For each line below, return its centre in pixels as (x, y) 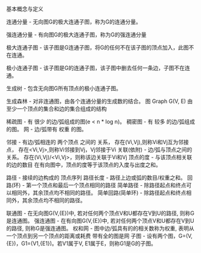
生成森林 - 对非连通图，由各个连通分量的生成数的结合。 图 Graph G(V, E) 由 (100, 101)
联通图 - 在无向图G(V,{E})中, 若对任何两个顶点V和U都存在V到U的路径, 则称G (101, 213)
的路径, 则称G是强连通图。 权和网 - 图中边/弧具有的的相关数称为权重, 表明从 (100, 228)
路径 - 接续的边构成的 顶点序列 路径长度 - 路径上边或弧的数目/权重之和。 (96, 178)
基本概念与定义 (25, 9)
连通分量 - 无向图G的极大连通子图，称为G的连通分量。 (74, 22)
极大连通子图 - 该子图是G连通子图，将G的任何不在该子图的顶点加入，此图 (97, 48)
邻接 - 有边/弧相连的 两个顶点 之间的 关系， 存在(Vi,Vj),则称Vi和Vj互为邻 (95, 142)
